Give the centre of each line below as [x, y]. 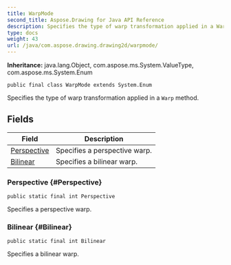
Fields [21, 119]
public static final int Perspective [61, 197]
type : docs [23, 33]
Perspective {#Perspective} [55, 182]
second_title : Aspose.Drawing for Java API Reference [86, 20]
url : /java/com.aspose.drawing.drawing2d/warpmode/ [82, 45]
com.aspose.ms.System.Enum [50, 72]
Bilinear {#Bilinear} [40, 227]
